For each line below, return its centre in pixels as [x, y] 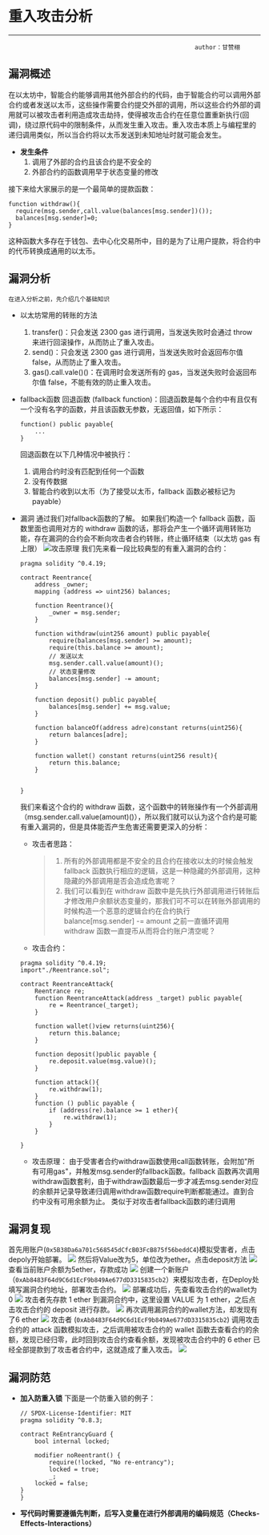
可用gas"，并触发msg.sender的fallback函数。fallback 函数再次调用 [149, 1171]
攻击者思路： [53, 844]
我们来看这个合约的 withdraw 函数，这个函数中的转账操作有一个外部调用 [139, 807]
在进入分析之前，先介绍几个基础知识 [59, 299]
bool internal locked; [72, 1442]
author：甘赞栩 [217, 47]
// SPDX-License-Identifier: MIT [76, 1414]
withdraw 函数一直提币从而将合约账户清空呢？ [140, 931]
